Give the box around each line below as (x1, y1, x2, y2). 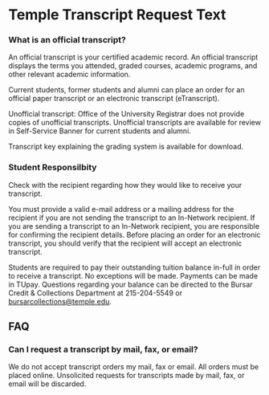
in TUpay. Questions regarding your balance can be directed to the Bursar (8, 279, 253, 289)
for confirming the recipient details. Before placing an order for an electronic (8, 230, 261, 239)
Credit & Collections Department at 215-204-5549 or (8, 287, 183, 298)
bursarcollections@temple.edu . (8, 296, 112, 306)
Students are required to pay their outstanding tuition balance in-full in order (8, 263, 261, 272)
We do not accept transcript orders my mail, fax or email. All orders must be (8, 362, 259, 372)
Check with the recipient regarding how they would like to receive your (8, 180, 243, 189)
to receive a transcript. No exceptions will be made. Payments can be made (8, 271, 259, 280)
